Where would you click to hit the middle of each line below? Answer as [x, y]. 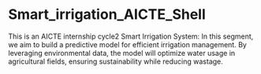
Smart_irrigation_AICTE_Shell [107, 15]
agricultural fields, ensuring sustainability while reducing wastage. [116, 61]
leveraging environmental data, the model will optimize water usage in [122, 53]
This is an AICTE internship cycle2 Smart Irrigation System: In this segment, [131, 36]
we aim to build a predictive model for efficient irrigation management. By [127, 44]
